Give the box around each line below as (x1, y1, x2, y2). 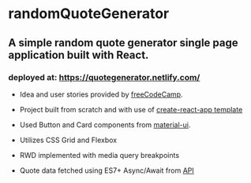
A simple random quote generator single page (8, 36, 238, 49)
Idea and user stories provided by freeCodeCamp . (19, 90, 183, 99)
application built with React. (8, 48, 149, 61)
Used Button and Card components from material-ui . (19, 119, 191, 130)
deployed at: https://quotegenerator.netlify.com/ (8, 71, 200, 82)
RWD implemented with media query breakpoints (19, 150, 180, 159)
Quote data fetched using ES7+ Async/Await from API (19, 166, 195, 175)
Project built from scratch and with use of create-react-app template (19, 104, 243, 114)
